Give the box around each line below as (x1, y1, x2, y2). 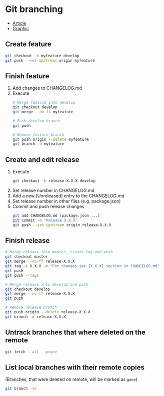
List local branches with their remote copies (5, 363, 145, 371)
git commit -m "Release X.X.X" (12, 218, 78, 223)
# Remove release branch (5, 305, 57, 310)
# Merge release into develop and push (5, 282, 88, 287)
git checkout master (5, 254, 48, 259)
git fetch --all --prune (5, 349, 57, 354)
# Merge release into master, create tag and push (5, 250, 113, 255)
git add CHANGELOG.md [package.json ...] (12, 213, 100, 218)
